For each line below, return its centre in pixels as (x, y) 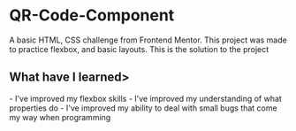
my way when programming (60, 117)
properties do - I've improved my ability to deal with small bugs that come (143, 108)
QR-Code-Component (92, 15)
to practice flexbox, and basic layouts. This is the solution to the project (139, 49)
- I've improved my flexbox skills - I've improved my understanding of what (146, 98)
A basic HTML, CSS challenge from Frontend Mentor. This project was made (148, 40)
